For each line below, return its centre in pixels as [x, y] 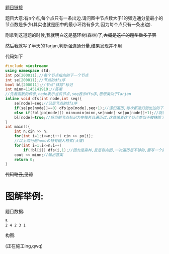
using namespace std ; [28, 70]
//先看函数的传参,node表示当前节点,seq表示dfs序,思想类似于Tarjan [68, 94]
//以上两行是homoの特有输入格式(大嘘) [50, 141]
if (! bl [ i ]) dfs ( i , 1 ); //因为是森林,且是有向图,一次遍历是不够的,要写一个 [93, 150]
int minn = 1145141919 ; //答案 [34, 90]
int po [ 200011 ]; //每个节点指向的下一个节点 [47, 75]
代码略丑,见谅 [19, 175]
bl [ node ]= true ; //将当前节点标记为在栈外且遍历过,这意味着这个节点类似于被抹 [86, 117]
